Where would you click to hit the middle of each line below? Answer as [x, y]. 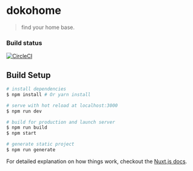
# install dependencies [36, 89]
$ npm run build [27, 127]
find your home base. [48, 27]
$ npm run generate [31, 150]
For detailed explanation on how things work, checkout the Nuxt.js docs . [97, 161]
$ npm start [21, 134]
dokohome [34, 11]
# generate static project [40, 144]
